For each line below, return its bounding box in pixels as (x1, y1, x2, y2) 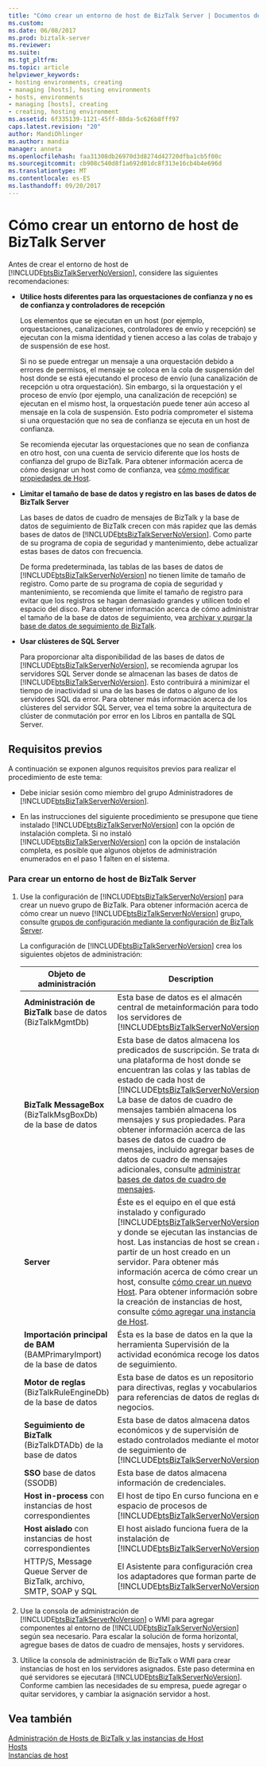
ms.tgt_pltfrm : (8, 57, 59, 64)
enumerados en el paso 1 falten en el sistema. (19, 853, 170, 864)
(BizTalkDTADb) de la (23, 1439, 103, 1450)
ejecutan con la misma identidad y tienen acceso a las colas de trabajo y (19, 332, 257, 342)
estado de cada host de (117, 1074, 206, 1085)
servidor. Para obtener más (117, 1256, 219, 1267)
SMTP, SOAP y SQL (23, 1586, 97, 1597)
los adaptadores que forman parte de (117, 1570, 257, 1582)
